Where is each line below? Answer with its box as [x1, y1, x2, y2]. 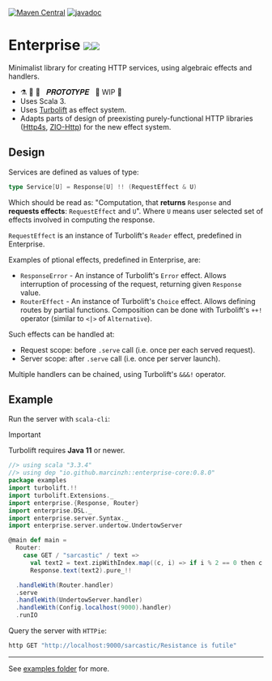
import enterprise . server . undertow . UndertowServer [8, 521, 183, 530]
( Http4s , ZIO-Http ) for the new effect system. [19, 122, 172, 131]
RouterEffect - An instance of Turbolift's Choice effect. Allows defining [19, 296, 257, 306]
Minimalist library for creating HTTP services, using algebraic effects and [8, 62, 253, 72]
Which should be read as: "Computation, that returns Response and [8, 197, 232, 207]
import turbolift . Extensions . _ [8, 491, 114, 499]
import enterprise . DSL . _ [8, 507, 92, 515]
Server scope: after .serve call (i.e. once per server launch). [19, 353, 221, 363]
